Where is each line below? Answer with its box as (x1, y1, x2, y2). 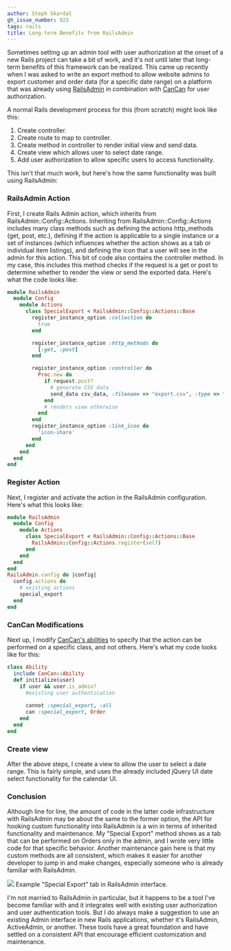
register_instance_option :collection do (32, 315, 153, 322)
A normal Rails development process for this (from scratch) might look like (7, 106, 218, 114)
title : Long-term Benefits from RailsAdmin (7, 29, 134, 37)
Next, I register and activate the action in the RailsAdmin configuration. (7, 493, 208, 501)
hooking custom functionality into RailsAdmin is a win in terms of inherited (7, 822, 217, 830)
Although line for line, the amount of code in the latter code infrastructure (7, 807, 215, 816)
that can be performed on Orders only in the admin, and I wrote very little (7, 836, 214, 845)
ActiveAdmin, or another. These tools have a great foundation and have (7, 923, 209, 932)
